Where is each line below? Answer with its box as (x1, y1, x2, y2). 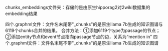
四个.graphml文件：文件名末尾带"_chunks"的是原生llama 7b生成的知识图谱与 (5, 21, 163, 27)
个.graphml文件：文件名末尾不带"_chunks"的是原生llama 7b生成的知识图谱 (5, 40, 159, 46)
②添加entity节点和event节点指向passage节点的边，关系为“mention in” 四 (5, 34, 158, 39)
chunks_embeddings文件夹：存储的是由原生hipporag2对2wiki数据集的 (5, 4, 150, 10)
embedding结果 (5, 10, 38, 16)
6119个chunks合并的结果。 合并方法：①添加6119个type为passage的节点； (5, 27, 160, 33)
